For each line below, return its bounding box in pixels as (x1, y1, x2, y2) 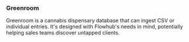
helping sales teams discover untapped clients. (6, 29, 120, 36)
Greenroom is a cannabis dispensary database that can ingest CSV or (6, 17, 175, 24)
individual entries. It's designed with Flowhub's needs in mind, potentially (6, 23, 183, 30)
